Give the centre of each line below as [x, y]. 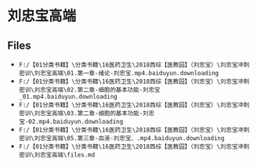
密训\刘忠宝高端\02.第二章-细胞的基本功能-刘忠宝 [89, 90]
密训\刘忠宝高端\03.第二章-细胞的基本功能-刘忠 [86, 114]
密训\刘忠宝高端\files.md [57, 155]
